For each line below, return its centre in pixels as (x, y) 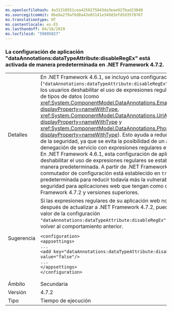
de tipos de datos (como (70, 96)
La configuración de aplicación (45, 52)
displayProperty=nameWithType (79, 122)
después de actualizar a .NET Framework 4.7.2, (98, 207)
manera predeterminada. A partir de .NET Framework (104, 167)
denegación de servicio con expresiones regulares (101, 148)
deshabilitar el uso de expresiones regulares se (97, 160)
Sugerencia (22, 238)
